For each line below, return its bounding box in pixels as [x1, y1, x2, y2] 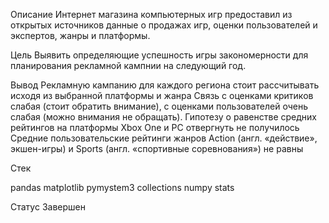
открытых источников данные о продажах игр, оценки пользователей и [10, 19, 318, 31]
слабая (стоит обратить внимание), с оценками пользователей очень [10, 100, 308, 112]
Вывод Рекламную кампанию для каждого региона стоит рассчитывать [10, 79, 320, 91]
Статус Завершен [10, 201, 86, 213]
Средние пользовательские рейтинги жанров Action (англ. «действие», [10, 132, 318, 144]
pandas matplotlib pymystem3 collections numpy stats [10, 182, 235, 193]
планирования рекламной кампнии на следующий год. [10, 60, 247, 71]
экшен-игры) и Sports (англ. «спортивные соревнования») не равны [10, 143, 304, 154]
